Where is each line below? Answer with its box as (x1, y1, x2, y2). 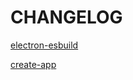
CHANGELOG (10, 6, 123, 29)
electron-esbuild (10, 39, 79, 51)
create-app (10, 58, 57, 70)
